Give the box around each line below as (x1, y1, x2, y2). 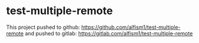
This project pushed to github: (6, 24, 80, 31)
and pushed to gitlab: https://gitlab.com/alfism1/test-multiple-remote (24, 29, 193, 37)
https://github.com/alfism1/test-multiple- (81, 24, 181, 31)
